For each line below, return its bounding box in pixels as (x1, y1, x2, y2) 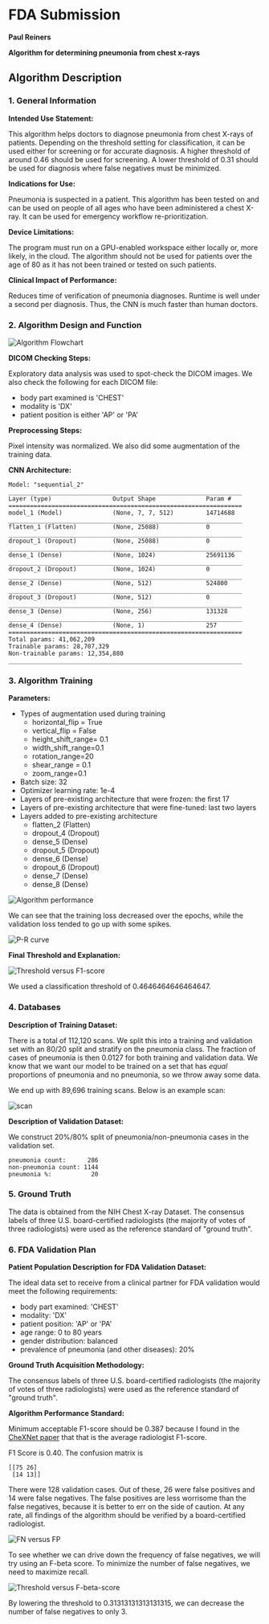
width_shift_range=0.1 (31, 743, 104, 753)
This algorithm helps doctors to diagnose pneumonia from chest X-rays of (8, 129, 254, 138)
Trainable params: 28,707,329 (8, 642, 110, 650)
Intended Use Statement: (8, 113, 94, 123)
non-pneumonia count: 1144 (8, 1163, 99, 1171)
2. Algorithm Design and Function (8, 319, 142, 330)
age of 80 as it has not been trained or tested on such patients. (8, 260, 217, 269)
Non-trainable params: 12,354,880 (8, 649, 124, 657)
